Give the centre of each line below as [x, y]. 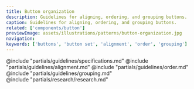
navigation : [21, 39]
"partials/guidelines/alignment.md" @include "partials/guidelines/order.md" [97, 67]
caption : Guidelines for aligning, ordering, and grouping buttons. [91, 22]
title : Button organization [40, 11]
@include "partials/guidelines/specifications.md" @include [77, 61]
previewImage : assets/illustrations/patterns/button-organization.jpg [94, 33]
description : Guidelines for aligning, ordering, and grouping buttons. [97, 17]
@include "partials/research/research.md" [57, 79]
